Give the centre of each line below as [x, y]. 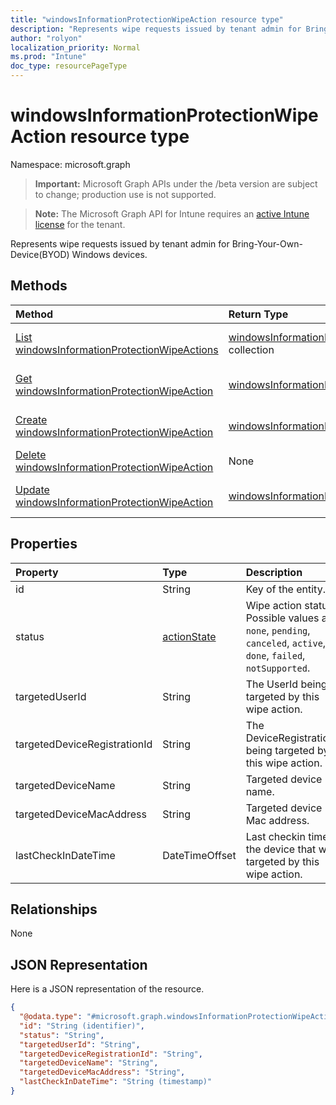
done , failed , [275, 655]
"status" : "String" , [62, 1035]
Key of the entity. [285, 589]
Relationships [54, 909]
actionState [189, 636]
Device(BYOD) [40, 254]
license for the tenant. [80, 224]
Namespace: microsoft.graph [70, 164]
